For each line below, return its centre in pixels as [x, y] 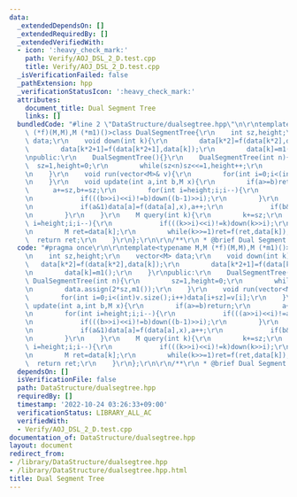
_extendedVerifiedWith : [61, 42]
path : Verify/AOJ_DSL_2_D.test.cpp [91, 58]
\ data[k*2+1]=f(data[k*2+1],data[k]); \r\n [120, 149]
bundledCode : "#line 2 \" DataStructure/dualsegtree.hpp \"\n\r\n [138, 125]
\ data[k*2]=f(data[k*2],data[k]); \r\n [102, 265]
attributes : [39, 100]
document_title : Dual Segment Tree [91, 108]
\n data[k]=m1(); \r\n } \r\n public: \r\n [118, 273]
